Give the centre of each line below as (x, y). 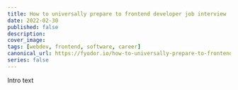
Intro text (21, 80)
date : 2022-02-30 (33, 21)
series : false (28, 60)
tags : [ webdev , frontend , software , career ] (74, 47)
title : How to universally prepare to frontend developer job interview (117, 14)
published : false (33, 27)
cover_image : (27, 40)
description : (27, 34)
